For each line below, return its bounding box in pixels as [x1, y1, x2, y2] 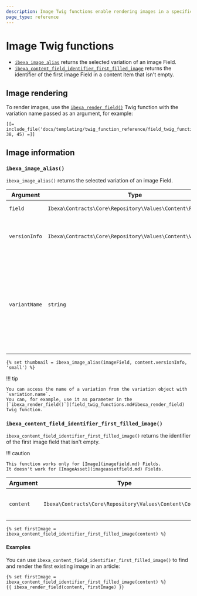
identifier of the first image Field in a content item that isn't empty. [14, 71, 175, 78]
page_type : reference [6, 14, 59, 20]
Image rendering [6, 88, 69, 98]
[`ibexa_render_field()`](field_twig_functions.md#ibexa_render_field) [6, 401, 185, 408]
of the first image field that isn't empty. [6, 438, 100, 446]
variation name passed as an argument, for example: [6, 110, 133, 117]
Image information [6, 147, 75, 157]
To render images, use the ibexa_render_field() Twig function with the [6, 104, 179, 111]
